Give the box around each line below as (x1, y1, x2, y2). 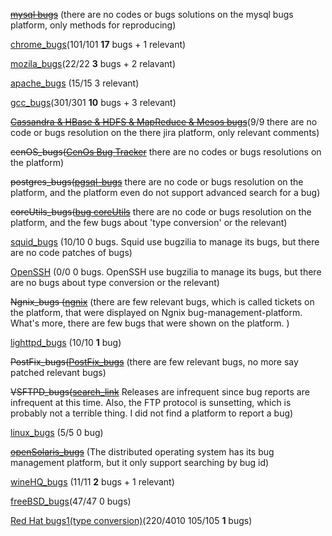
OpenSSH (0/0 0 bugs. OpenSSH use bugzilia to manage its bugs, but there (10, 266, 322, 278)
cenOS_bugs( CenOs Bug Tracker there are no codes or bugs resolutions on (10, 146, 322, 158)
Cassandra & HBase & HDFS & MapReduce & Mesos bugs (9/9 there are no (10, 116, 318, 128)
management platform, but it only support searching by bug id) (10, 457, 270, 468)
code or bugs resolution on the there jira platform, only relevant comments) (10, 127, 320, 138)
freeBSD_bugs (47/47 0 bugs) (10, 495, 132, 507)
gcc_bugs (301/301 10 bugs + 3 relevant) (10, 97, 177, 108)
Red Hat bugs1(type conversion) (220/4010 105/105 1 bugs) (10, 515, 253, 526)
